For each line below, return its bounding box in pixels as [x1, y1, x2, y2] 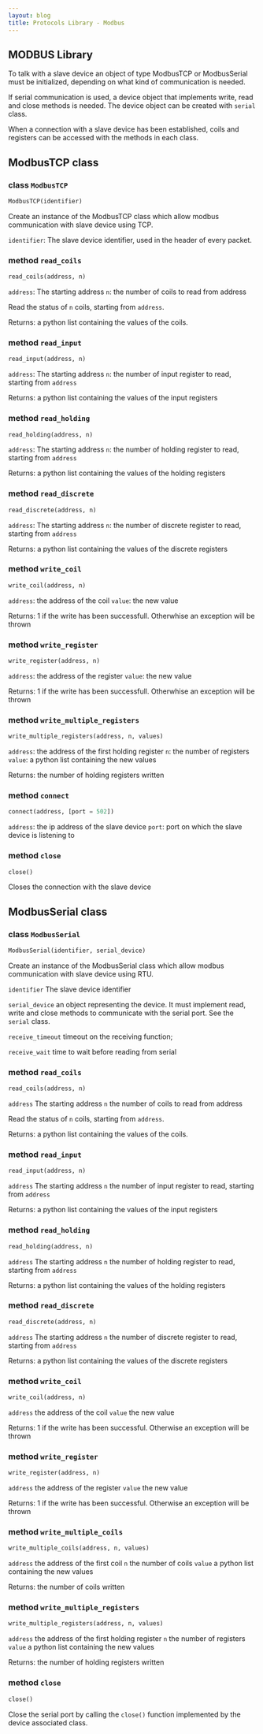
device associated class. [8, 1717, 88, 1727]
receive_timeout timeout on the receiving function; [8, 1032, 173, 1041]
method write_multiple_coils [8, 1526, 124, 1537]
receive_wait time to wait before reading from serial [8, 1047, 177, 1056]
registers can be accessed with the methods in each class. [8, 133, 199, 143]
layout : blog [8, 11, 51, 20]
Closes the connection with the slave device [8, 882, 152, 891]
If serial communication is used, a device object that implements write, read [8, 92, 254, 102]
